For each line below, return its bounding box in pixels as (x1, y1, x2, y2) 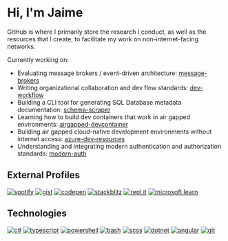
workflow (17, 91, 44, 99)
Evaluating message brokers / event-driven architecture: (17, 69, 178, 77)
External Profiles (7, 169, 81, 181)
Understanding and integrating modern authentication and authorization (17, 142, 222, 150)
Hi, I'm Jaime (7, 5, 83, 21)
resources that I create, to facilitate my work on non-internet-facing (7, 34, 198, 43)
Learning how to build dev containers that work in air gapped (17, 112, 191, 121)
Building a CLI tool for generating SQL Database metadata (17, 98, 182, 106)
